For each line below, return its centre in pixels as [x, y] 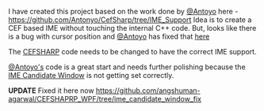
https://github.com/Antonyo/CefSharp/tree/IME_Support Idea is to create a [130, 20]
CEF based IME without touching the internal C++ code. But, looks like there [132, 28]
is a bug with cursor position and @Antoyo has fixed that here [109, 36]
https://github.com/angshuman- [148, 91]
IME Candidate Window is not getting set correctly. [91, 75]
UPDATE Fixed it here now [51, 91]
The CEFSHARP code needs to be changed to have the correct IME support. [132, 52]
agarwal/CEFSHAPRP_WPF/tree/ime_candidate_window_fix [105, 99]
